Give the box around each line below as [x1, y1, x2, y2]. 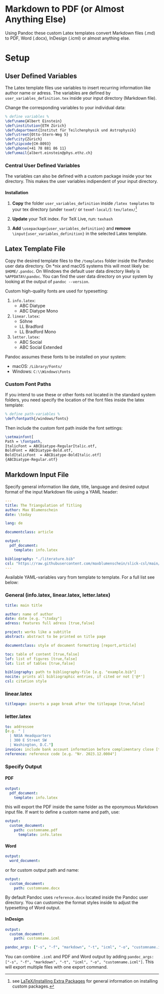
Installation [5, 189, 28, 195]
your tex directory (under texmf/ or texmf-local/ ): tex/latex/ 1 [12, 205, 137, 212]
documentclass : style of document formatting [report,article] [5, 643, 137, 648]
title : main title [5, 603, 42, 608]
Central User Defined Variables [5, 162, 81, 169]
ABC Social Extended [19, 344, 62, 350]
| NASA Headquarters [9, 733, 51, 738]
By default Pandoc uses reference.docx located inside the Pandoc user [5, 894, 148, 901]
